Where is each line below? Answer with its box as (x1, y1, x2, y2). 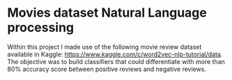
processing (7, 19, 75, 35)
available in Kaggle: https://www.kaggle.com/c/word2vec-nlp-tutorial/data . (7, 50, 223, 58)
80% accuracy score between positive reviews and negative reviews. (7, 65, 207, 73)
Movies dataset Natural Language (7, 5, 207, 21)
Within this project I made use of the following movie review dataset (7, 42, 202, 51)
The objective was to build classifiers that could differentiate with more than (7, 57, 225, 65)
